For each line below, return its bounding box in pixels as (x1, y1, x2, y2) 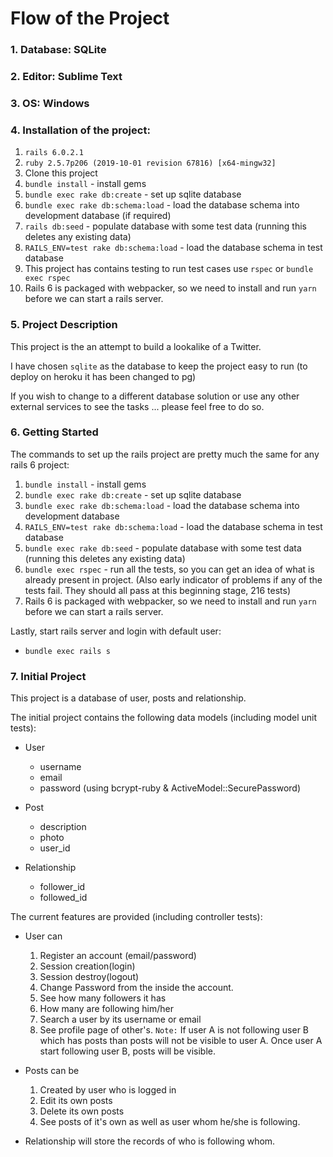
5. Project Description (10, 318, 118, 332)
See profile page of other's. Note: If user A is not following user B (39, 1024, 310, 1036)
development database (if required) (24, 210, 172, 222)
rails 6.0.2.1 (24, 148, 84, 158)
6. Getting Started (10, 425, 99, 439)
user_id (39, 842, 71, 854)
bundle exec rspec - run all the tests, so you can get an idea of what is (24, 563, 315, 575)
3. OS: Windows (10, 96, 90, 110)
